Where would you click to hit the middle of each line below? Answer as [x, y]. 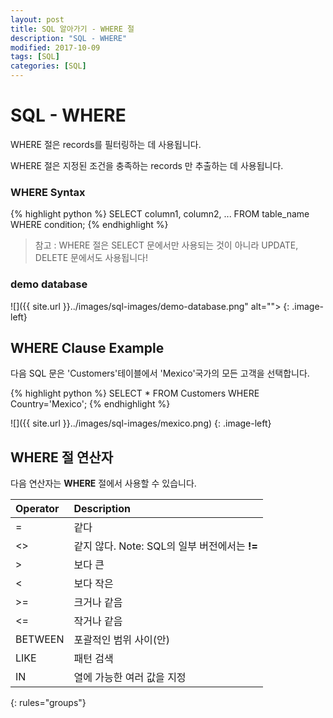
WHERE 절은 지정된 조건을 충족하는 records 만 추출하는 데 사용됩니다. [147, 165]
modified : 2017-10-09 [55, 47]
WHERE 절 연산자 [62, 457]
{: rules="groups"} [48, 703]
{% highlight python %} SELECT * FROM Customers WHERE [135, 393]
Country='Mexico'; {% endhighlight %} [90, 404]
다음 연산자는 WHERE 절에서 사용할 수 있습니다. [103, 483]
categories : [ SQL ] [48, 66]
